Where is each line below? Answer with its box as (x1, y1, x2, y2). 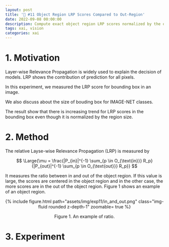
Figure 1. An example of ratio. (54, 213, 115, 219)
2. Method (5, 131, 49, 143)
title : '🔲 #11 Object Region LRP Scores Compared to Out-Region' (5, 12, 145, 17)
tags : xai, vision (5, 26, 44, 31)
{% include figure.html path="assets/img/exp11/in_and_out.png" (5, 198, 137, 204)
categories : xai (5, 31, 39, 36)
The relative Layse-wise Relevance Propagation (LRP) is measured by (5, 148, 150, 154)
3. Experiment (5, 231, 65, 242)
